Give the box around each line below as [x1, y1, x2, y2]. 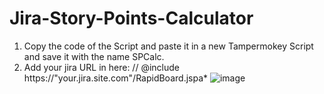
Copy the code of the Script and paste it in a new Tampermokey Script [23, 40, 314, 52]
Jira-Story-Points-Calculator [9, 7, 254, 30]
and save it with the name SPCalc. [23, 50, 165, 62]
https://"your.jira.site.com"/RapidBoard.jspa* [23, 72, 209, 84]
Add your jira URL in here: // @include [23, 61, 180, 73]
